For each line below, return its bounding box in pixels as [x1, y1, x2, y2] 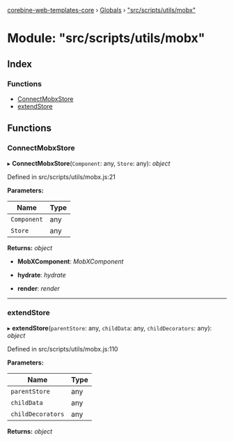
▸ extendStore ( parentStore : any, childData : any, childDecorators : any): [7, 323, 212, 332]
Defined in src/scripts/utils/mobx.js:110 [7, 344, 118, 353]
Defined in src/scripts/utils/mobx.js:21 [7, 172, 116, 181]
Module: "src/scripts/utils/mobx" [7, 31, 205, 46]
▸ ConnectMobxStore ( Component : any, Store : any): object [7, 159, 171, 167]
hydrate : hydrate [17, 270, 66, 279]
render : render [17, 284, 61, 292]
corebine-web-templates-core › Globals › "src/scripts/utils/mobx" [7, 6, 196, 14]
